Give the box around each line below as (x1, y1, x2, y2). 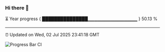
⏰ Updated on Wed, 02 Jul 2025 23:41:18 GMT (5, 32, 100, 38)
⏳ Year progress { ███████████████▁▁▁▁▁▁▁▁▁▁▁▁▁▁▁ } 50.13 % (5, 16, 158, 22)
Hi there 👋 (5, 4, 29, 11)
